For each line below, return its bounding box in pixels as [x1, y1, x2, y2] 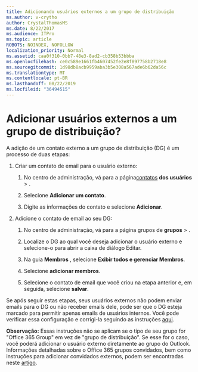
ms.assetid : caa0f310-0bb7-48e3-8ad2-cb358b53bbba [6, 53, 135, 59]
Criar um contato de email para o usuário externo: [14, 162, 138, 169]
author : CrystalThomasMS [6, 20, 68, 26]
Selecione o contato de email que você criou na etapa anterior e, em [23, 278, 192, 286]
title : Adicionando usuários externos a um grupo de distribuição [6, 8, 175, 15]
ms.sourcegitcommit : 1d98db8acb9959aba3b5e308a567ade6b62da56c [6, 64, 167, 70]
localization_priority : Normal [6, 48, 84, 54]
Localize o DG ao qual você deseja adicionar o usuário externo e [23, 238, 182, 245]
